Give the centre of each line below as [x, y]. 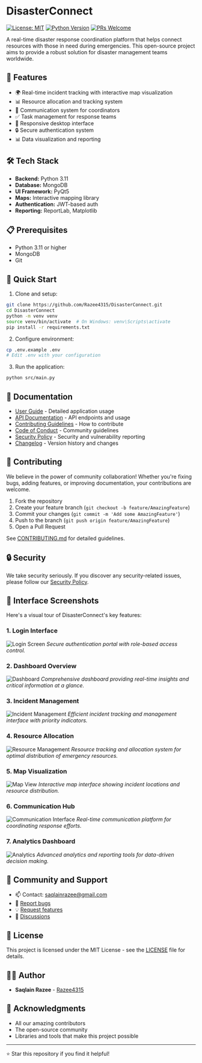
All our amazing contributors [50, 1023]
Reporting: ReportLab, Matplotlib [56, 210]
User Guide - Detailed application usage [65, 411]
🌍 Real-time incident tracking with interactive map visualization [94, 92]
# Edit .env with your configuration [54, 355]
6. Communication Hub [41, 806]
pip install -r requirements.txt [48, 327]
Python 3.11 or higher [41, 247]
